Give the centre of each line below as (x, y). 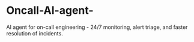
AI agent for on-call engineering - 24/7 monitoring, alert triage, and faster (97, 27)
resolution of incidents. (35, 33)
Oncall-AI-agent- (50, 10)
